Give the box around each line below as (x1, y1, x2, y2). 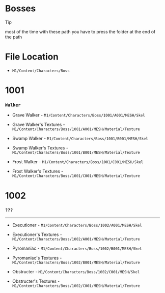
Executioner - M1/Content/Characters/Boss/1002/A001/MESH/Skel (12, 222, 142, 228)
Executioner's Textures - (12, 232, 62, 237)
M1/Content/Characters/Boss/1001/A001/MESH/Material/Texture (12, 127, 140, 132)
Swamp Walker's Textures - (12, 145, 69, 151)
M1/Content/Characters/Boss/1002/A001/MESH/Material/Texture (12, 236, 140, 241)
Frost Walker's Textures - (12, 168, 64, 175)
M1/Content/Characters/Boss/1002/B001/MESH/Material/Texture (12, 260, 140, 265)
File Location (5, 51, 59, 62)
